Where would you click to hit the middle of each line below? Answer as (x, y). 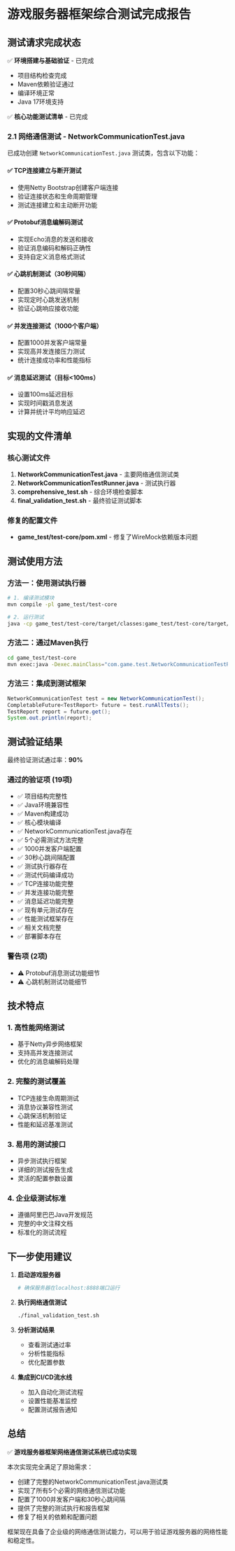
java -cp (20, 623)
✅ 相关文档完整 (39, 928)
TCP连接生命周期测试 (48, 1098)
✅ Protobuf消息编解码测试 (45, 222)
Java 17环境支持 (41, 102)
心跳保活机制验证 (42, 1115)
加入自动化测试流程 (56, 1392)
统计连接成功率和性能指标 (54, 360)
